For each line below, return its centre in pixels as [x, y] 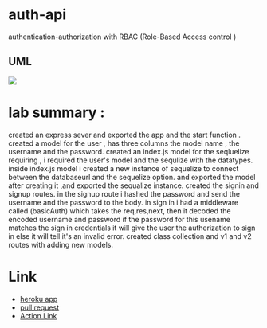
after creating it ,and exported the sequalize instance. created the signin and [133, 185]
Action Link [38, 315]
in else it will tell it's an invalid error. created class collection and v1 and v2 [130, 236]
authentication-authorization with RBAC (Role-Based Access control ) [122, 37]
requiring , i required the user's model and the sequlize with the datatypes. [131, 160]
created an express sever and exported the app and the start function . [125, 135]
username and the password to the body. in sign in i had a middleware [124, 202]
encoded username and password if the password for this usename [120, 219]
